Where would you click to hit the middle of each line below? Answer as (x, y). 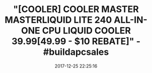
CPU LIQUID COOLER (87, 31)
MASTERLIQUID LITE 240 (58, 20)
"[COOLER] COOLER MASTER (76, 9)
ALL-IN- (131, 20)
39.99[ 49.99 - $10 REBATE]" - (76, 42)
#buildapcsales (76, 52)
